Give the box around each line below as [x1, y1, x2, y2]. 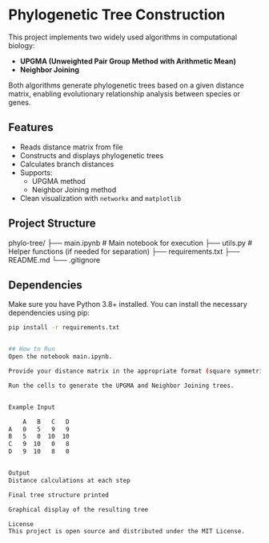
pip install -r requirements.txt [8, 324, 120, 332]
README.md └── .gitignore [8, 255, 101, 264]
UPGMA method [31, 176, 86, 186]
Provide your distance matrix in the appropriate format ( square [8, 367, 231, 375]
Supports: [19, 167, 53, 178]
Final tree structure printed [8, 491, 110, 499]
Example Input [8, 403, 56, 411]
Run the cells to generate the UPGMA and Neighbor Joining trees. [8, 382, 235, 390]
